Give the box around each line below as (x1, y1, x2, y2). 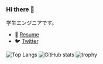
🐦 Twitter (14, 38, 39, 45)
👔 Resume (14, 31, 39, 38)
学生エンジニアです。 (6, 19, 57, 26)
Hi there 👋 (6, 5, 35, 14)
